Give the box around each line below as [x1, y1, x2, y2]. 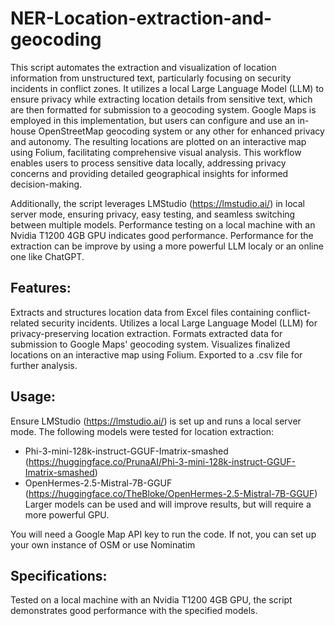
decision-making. [10, 178, 83, 190]
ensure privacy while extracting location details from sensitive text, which [10, 93, 313, 105]
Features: [10, 280, 72, 297]
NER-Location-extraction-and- [10, 7, 273, 30]
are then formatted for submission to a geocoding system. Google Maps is [10, 103, 317, 116]
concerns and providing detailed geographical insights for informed [10, 167, 289, 179]
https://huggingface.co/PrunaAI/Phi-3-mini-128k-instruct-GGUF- [28, 455, 297, 467]
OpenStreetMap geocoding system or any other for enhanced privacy [38, 125, 325, 137]
